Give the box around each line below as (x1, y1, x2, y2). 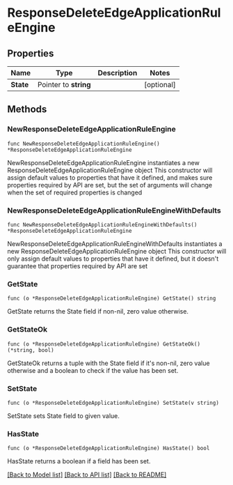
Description (97, 68, 138, 77)
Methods (7, 103, 47, 116)
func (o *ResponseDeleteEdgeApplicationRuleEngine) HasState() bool (7, 445, 210, 452)
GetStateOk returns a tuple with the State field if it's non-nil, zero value (7, 359, 210, 367)
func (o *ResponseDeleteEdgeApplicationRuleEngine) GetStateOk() (7, 340, 200, 348)
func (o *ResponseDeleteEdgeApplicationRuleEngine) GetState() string (7, 295, 216, 302)
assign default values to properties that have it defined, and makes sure (7, 173, 213, 182)
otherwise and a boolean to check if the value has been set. (7, 366, 179, 374)
